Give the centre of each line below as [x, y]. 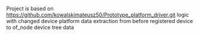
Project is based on [30, 9]
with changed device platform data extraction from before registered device [99, 21]
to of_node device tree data [40, 27]
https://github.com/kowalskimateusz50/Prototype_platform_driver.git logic [98, 15]
